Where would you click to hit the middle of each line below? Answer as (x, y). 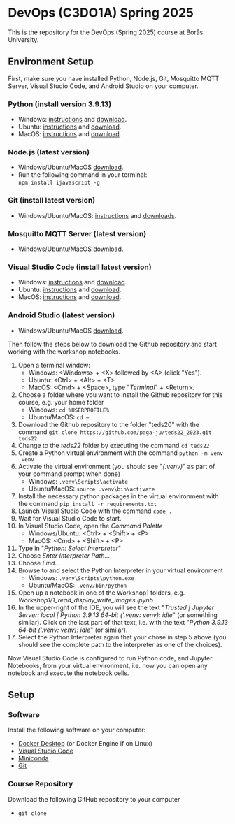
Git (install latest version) (52, 201)
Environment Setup (51, 62)
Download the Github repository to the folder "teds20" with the (109, 424)
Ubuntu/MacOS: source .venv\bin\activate (92, 489)
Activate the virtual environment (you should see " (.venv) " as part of (116, 466)
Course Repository (41, 784)
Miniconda (33, 758)
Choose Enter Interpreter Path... (64, 555)
